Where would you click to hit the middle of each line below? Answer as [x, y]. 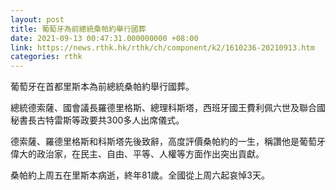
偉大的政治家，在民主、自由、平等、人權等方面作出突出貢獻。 [137, 154]
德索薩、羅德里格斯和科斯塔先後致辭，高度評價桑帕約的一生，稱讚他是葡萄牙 [168, 142]
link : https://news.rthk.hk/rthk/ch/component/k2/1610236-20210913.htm [162, 47]
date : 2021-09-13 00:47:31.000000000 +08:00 [104, 38]
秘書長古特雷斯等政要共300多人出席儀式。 [97, 120]
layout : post [37, 19]
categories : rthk [46, 57]
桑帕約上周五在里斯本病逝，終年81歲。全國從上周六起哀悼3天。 [140, 175]
